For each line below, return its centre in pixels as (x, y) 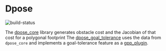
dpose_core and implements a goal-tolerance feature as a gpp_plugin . (77, 42)
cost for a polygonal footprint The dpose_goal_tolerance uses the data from (83, 37)
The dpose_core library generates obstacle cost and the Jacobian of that (80, 32)
